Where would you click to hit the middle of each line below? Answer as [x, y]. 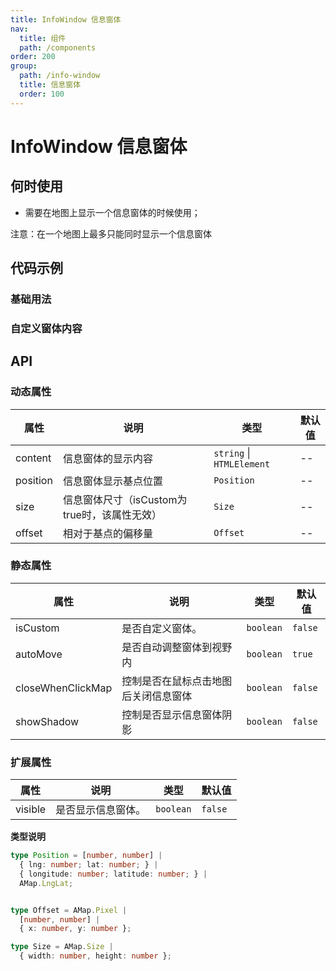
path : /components [58, 47]
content [33, 458]
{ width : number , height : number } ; [95, 956]
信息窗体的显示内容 [107, 458]
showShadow [47, 721]
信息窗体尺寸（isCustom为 [125, 499]
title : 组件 [43, 38]
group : [24, 66]
